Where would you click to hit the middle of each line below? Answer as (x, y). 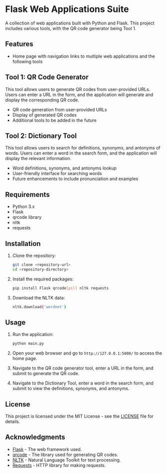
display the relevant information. (38, 158)
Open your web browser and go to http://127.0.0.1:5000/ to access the (87, 353)
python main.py (28, 343)
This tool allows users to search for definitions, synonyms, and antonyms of (83, 148)
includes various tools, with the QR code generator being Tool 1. (71, 28)
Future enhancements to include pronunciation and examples (75, 179)
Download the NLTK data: (39, 297)
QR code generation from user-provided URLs (60, 109)
